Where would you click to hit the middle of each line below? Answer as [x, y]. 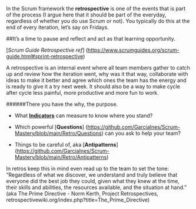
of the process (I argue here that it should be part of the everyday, [86, 15]
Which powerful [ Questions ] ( [51, 127]
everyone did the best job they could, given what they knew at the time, [93, 181]
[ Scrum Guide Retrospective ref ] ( [47, 50]
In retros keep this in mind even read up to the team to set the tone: [88, 168]
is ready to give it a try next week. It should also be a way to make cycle [93, 87]
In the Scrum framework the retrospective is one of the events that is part [96, 9]
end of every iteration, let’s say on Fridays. [57, 27]
